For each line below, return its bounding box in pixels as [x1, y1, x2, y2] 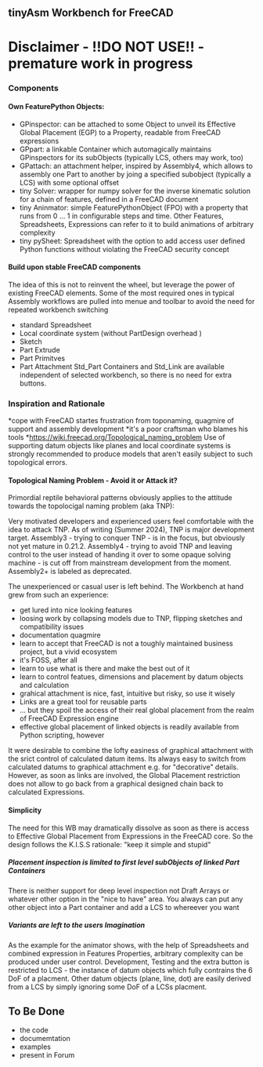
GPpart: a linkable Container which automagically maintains [19, 144, 212, 154]
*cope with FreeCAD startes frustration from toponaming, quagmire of [8, 416, 235, 426]
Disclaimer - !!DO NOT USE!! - [8, 38, 205, 56]
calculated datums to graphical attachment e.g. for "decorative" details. [8, 762, 239, 772]
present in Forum [19, 1051, 75, 1060]
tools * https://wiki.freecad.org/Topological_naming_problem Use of [8, 433, 225, 442]
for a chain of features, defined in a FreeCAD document [19, 194, 199, 203]
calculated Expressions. [8, 787, 85, 797]
